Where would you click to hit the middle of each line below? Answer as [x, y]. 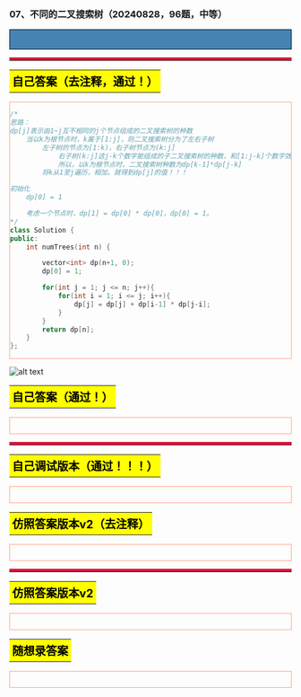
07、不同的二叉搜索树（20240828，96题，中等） [118, 13]
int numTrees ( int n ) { [68, 247]
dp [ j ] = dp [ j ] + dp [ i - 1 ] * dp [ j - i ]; [142, 304]
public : [24, 238]
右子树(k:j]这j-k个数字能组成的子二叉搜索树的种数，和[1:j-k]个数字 [171, 156]
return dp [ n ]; [68, 330]
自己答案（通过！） [63, 398]
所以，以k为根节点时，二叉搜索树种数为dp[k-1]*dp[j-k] [150, 164]
